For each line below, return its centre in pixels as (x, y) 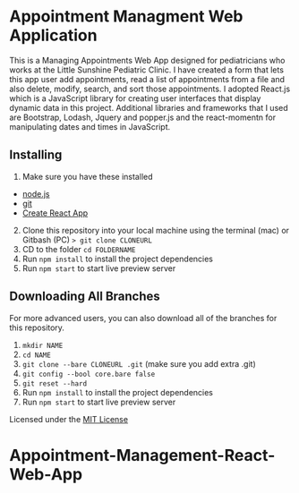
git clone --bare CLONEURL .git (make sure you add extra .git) (139, 363)
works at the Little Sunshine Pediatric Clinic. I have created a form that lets (147, 70)
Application (53, 35)
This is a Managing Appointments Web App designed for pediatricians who (147, 60)
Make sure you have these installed (87, 176)
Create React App (55, 213)
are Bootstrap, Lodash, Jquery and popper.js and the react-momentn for (142, 117)
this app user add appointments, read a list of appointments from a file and (147, 79)
